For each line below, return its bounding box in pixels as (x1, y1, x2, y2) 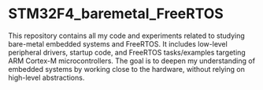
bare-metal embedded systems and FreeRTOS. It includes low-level (8, 39, 228, 48)
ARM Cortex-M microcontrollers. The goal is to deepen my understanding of (8, 56, 256, 66)
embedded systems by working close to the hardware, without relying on (8, 64, 246, 73)
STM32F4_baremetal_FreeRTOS (8, 5, 224, 23)
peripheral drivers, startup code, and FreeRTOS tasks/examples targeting (8, 47, 246, 57)
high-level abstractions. (8, 73, 85, 82)
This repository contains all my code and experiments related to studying (8, 31, 246, 40)
